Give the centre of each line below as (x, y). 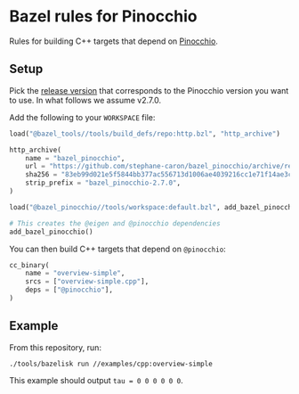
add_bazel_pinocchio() (51, 232)
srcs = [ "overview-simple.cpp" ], (87, 282)
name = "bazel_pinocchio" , (75, 158)
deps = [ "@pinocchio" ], (69, 290)
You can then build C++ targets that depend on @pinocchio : (118, 249)
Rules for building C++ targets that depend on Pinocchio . (113, 41)
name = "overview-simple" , (75, 274)
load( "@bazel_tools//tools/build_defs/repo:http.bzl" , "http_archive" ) (145, 134)
